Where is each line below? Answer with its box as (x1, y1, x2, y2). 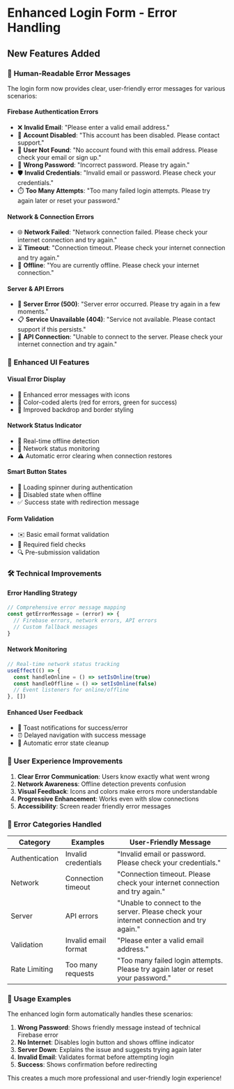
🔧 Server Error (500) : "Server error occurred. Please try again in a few (17, 300, 221, 309)
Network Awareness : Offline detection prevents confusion (17, 780, 187, 788)
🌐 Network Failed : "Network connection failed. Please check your (17, 228, 208, 237)
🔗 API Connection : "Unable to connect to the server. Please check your (17, 333, 223, 341)
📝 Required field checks (17, 540, 86, 549)
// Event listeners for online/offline (13, 686, 130, 694)
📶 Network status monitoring (17, 444, 100, 452)
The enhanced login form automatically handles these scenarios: (7, 1010, 194, 1018)
